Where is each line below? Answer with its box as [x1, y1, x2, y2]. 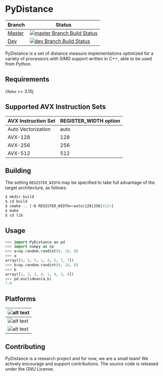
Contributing [5, 342, 45, 351]
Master [7, 30, 24, 37]
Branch [7, 21, 25, 28]
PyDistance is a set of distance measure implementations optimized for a [5, 50, 154, 56]
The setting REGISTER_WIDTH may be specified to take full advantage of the [5, 179, 155, 186]
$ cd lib [5, 212, 23, 218]
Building [5, 167, 31, 175]
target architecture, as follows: [5, 185, 68, 191]
